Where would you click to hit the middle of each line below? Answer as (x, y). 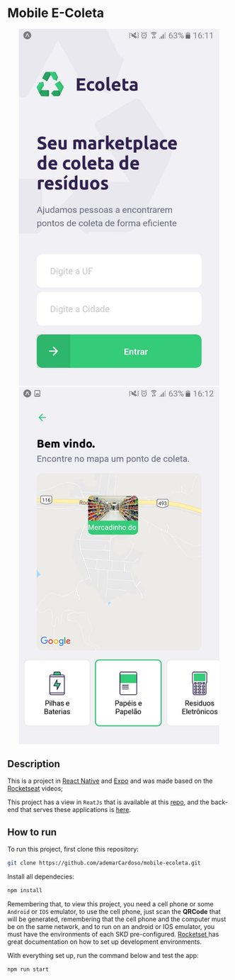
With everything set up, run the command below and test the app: (103, 955)
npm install (25, 891)
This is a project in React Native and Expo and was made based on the (110, 781)
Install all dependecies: (41, 876)
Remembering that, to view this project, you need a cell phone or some (110, 904)
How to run (32, 832)
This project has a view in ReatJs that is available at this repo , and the (109, 802)
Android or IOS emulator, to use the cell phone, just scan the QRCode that (114, 911)
